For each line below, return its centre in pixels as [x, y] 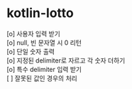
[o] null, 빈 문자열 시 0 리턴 [44, 42]
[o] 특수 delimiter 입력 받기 [44, 69]
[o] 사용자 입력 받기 [34, 33]
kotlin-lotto [40, 13]
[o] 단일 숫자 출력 [31, 51]
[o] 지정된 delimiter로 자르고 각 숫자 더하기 [66, 60]
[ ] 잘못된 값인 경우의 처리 [42, 78]
